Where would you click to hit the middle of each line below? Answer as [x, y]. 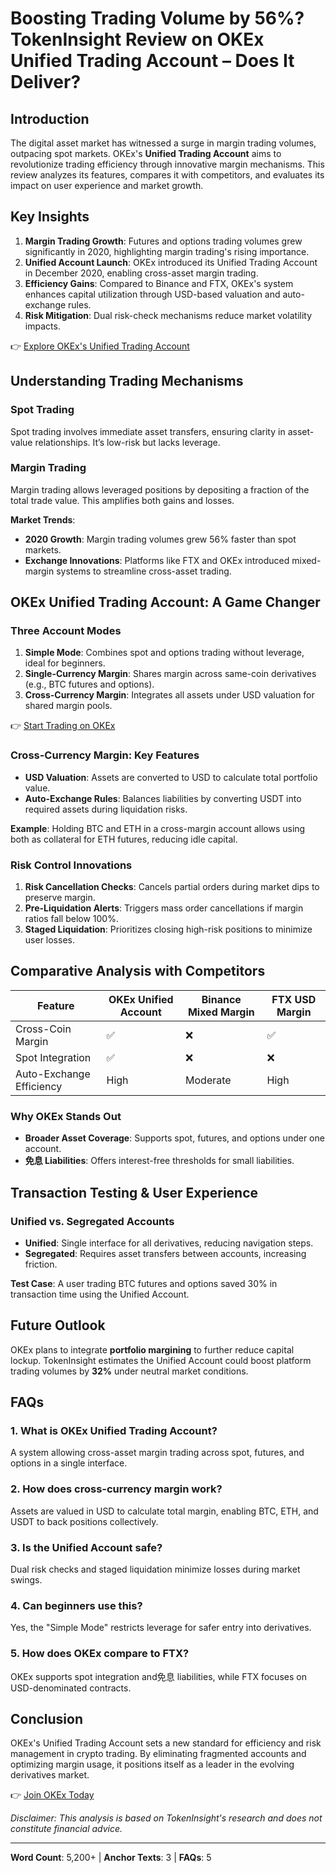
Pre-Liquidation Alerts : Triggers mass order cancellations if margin [164, 908]
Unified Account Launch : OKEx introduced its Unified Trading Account [171, 262]
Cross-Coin [43, 1029]
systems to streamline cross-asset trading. [144, 571]
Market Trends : [43, 519]
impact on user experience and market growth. [107, 185]
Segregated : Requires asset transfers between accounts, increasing [165, 1253]
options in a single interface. [69, 1463]
